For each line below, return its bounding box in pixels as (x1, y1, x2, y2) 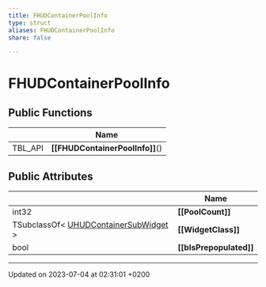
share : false (8, 33, 51, 42)
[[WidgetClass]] (177, 225, 240, 236)
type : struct (8, 19, 51, 27)
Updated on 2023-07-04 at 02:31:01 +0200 (8, 270, 150, 279)
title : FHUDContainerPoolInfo (8, 11, 108, 20)
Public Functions (8, 106, 93, 119)
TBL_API (12, 143, 44, 154)
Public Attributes (8, 169, 93, 183)
